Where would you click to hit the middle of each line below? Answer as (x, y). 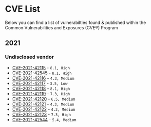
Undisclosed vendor (29, 57)
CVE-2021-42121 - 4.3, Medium (43, 104)
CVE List (23, 9)
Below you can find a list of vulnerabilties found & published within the (75, 22)
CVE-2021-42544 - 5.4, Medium (44, 119)
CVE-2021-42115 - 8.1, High (41, 67)
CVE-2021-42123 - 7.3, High (41, 114)
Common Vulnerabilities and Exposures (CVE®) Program (62, 27)
